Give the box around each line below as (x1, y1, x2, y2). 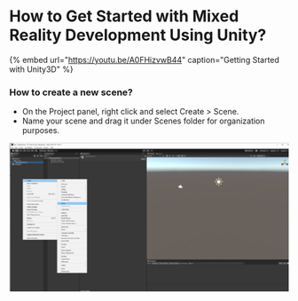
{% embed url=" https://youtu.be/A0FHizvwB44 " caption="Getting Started (9, 54, 279, 65)
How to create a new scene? (9, 86, 133, 99)
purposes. (21, 125, 60, 136)
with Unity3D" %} (9, 64, 74, 75)
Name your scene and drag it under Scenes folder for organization (21, 115, 265, 126)
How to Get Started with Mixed (9, 6, 239, 27)
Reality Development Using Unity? (9, 25, 267, 45)
